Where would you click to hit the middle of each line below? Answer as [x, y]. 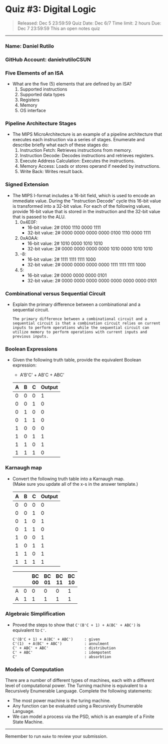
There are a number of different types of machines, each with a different [80, 680]
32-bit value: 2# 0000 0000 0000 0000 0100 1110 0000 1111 [89, 233]
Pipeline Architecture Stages [41, 123]
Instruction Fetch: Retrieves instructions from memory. [76, 150]
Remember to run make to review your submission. [56, 736]
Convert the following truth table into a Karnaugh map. [68, 479]
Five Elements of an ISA [34, 73]
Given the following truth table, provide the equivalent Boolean [77, 360]
